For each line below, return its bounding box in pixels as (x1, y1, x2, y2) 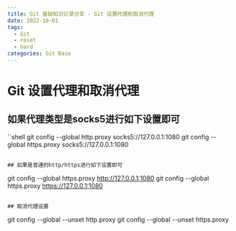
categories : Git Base (7, 50, 72, 58)
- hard (13, 43, 33, 50)
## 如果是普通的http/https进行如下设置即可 (7, 161, 123, 168)
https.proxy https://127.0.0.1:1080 (7, 181, 103, 190)
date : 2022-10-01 (7, 17, 59, 24)
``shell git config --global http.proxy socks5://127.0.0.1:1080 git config (7, 132, 209, 141)
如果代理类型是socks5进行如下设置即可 (7, 113, 181, 125)
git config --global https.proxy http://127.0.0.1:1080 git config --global (7, 173, 209, 182)
